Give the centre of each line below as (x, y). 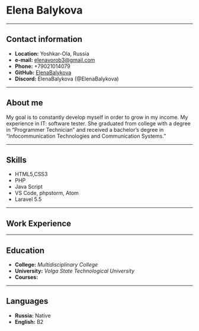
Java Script (28, 187)
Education (25, 250)
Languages (27, 301)
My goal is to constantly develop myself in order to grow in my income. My (97, 117)
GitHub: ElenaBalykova (43, 72)
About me (25, 103)
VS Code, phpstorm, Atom (46, 193)
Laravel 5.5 (28, 199)
